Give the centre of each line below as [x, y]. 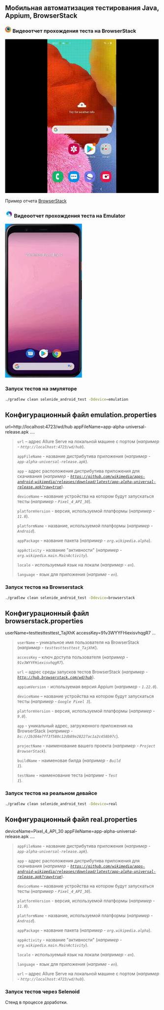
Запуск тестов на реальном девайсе [51, 793]
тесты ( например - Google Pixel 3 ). [54, 701]
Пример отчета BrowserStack [36, 201]
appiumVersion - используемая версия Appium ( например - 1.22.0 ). [87, 687]
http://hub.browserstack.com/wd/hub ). [56, 677]
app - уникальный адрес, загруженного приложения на [75, 726]
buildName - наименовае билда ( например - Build [69, 760]
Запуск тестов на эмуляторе [41, 388]
